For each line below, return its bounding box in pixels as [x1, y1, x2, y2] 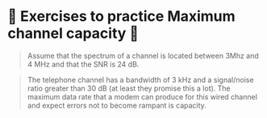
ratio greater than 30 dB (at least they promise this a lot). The [27, 83, 231, 93]
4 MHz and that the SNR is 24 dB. [27, 59, 140, 69]
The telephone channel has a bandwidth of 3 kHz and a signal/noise [27, 75, 255, 84]
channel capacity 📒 [7, 24, 139, 43]
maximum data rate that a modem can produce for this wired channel [27, 92, 257, 101]
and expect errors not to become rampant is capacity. [27, 100, 207, 110]
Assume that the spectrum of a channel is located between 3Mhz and [27, 51, 259, 60]
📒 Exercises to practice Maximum [7, 7, 236, 26]
